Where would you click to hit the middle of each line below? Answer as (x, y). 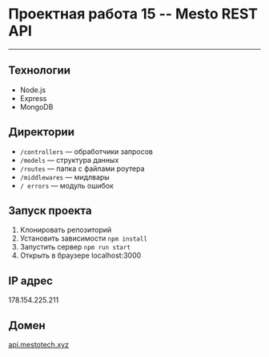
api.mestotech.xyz (39, 345)
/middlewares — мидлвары (64, 176)
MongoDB (36, 107)
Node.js (33, 90)
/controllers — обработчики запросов (86, 151)
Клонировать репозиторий (66, 230)
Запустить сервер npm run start (75, 247)
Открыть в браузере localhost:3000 (80, 256)
